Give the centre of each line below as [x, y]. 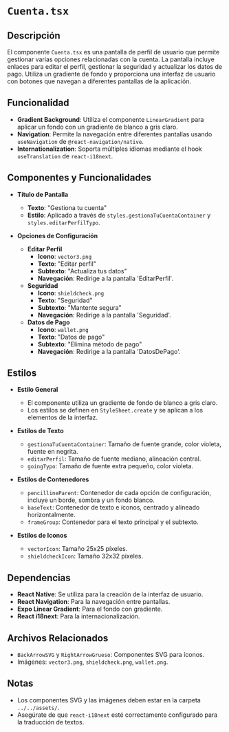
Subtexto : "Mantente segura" [79, 307]
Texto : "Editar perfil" [67, 264]
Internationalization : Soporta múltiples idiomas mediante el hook [110, 149]
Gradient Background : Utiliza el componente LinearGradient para [110, 119]
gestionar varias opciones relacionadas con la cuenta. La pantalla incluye [111, 59]
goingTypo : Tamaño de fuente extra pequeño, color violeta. [110, 466]
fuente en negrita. [53, 452]
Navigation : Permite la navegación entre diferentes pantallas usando [115, 134]
